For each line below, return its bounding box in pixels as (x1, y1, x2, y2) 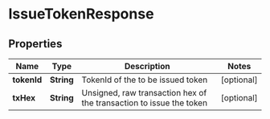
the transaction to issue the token (81, 97, 207, 109)
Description (124, 61, 170, 72)
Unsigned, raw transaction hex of (81, 88, 207, 98)
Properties (8, 37, 63, 51)
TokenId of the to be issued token (81, 74, 208, 85)
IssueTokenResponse (8, 5, 154, 23)
